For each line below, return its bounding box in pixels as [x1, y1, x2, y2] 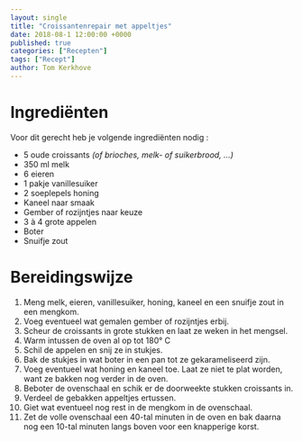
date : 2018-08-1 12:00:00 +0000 [10, 30, 132, 39]
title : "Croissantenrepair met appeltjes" [10, 22, 172, 31]
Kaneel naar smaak [23, 197, 96, 208]
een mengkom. [23, 306, 79, 317]
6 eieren [23, 168, 55, 179]
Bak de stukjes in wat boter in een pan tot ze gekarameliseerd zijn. [23, 354, 270, 364]
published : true [10, 38, 71, 48]
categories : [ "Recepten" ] [10, 47, 107, 56]
